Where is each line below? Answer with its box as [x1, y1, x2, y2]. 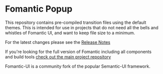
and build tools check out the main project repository [5, 54, 111, 59]
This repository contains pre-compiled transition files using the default [5, 19, 146, 25]
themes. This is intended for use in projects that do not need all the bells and [5, 24, 159, 30]
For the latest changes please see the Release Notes [5, 39, 110, 45]
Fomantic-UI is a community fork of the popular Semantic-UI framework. [5, 63, 151, 69]
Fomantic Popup [5, 3, 72, 15]
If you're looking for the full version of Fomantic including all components [5, 49, 152, 55]
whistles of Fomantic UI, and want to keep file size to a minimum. [5, 30, 135, 36]
